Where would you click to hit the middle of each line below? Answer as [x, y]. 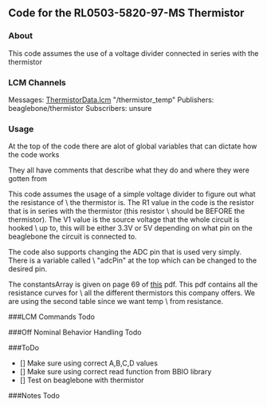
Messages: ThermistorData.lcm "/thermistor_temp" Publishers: [111, 100]
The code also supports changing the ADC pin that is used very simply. [125, 252]
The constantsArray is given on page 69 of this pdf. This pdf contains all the [133, 285]
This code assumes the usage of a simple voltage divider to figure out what [132, 194]
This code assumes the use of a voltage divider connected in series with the [133, 53]
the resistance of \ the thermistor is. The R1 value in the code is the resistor [132, 203]
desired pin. [28, 269]
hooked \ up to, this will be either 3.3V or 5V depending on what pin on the [131, 228]
